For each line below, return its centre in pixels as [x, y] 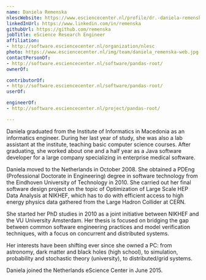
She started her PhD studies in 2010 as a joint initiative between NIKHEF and [103, 214]
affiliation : [23, 41]
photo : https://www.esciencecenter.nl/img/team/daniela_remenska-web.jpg [103, 52]
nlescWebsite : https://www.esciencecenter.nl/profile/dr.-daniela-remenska [105, 18]
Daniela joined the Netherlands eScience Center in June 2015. [85, 270]
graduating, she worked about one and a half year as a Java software [94, 150]
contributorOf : [26, 80]
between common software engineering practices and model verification [98, 227]
